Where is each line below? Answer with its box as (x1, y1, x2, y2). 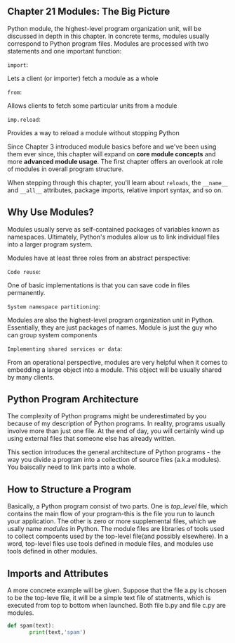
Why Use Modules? (7, 206, 95, 218)
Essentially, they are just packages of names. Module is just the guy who (7, 323, 217, 332)
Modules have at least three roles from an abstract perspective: (7, 254, 191, 262)
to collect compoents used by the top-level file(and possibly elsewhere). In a (7, 532, 229, 541)
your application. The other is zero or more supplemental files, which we (7, 517, 217, 525)
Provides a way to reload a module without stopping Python (7, 128, 180, 137)
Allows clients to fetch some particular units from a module (7, 101, 177, 110)
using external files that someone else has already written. (7, 435, 176, 443)
